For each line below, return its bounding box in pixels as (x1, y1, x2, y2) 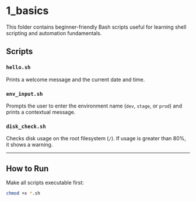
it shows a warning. (6, 141, 53, 148)
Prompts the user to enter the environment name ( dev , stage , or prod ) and (6, 102, 183, 109)
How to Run (6, 164, 49, 174)
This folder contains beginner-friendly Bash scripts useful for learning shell (6, 23, 187, 30)
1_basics (6, 4, 49, 18)
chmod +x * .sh (6, 190, 41, 196)
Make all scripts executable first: (6, 179, 85, 186)
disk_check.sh (6, 123, 46, 130)
